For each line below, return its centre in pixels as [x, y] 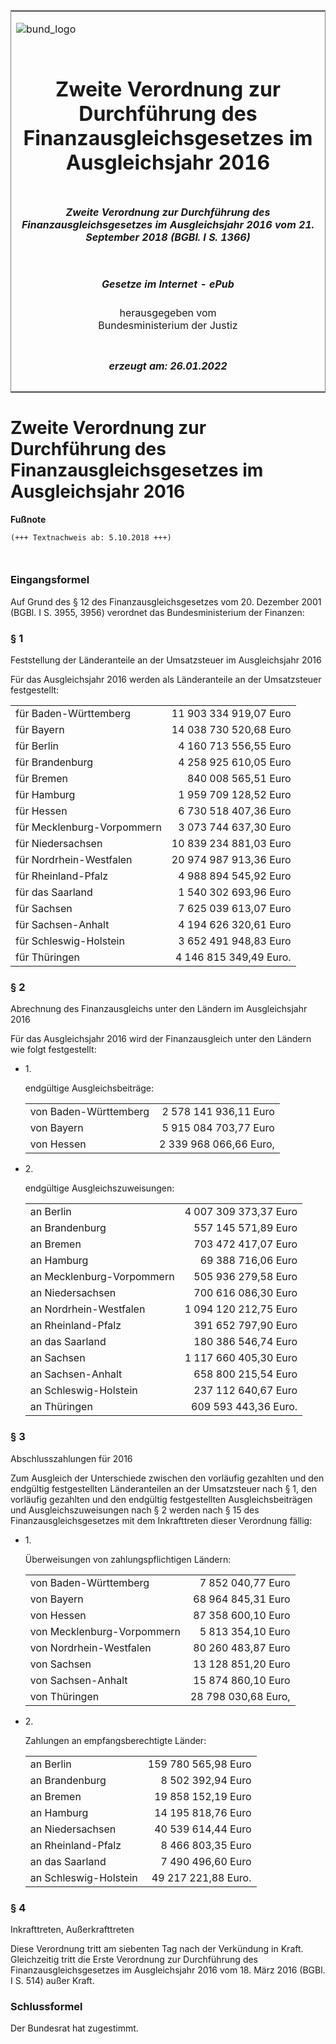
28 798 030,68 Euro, [240, 1696]
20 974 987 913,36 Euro [231, 860]
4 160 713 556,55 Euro [235, 746]
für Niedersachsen [59, 844]
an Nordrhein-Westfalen [87, 1309]
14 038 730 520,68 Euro [231, 730]
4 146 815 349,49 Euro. [233, 957]
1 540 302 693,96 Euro [235, 892]
